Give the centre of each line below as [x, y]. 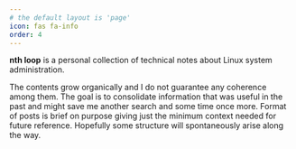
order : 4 [26, 34]
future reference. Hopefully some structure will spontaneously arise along [147, 126]
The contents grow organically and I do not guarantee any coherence [138, 88]
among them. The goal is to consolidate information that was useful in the [146, 97]
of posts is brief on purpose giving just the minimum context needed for [143, 116]
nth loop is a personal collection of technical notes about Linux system [141, 61]
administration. [37, 70]
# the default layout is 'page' [70, 18]
